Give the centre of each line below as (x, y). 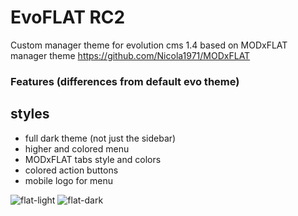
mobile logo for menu (68, 180)
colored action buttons (71, 170)
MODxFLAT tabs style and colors (93, 159)
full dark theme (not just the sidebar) (100, 138)
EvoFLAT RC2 (68, 17)
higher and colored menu (77, 148)
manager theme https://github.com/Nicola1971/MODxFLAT (130, 55)
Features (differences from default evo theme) (125, 81)
